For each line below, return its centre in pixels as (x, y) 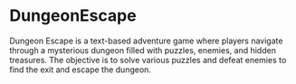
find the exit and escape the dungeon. (81, 70)
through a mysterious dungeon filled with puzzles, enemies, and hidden (143, 50)
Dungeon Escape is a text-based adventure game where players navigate (146, 41)
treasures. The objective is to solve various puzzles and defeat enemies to (148, 60)
